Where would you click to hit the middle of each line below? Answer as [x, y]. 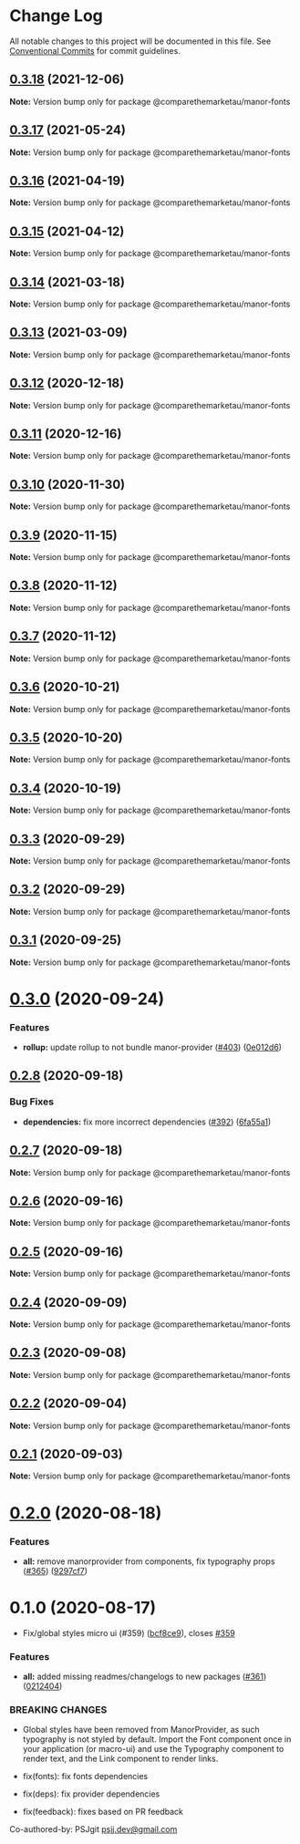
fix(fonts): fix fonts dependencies [85, 1777]
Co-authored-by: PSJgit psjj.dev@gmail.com [93, 1829]
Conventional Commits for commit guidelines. [95, 50]
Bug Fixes [32, 1102]
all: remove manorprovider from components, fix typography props [149, 1561]
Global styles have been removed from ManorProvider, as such [141, 1730]
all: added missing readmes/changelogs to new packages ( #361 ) [145, 1677]
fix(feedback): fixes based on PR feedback [103, 1812]
